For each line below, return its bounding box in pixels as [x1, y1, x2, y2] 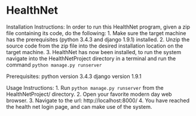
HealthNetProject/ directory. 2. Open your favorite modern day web [6, 90, 172, 98]
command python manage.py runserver [6, 61, 102, 68]
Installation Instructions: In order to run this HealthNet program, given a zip [6, 23, 190, 30]
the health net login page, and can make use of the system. [6, 103, 152, 110]
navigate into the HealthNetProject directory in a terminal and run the [6, 55, 176, 62]
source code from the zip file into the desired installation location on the [6, 42, 183, 49]
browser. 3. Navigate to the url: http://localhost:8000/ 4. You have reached [6, 96, 190, 104]
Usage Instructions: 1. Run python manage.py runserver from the [6, 84, 164, 91]
